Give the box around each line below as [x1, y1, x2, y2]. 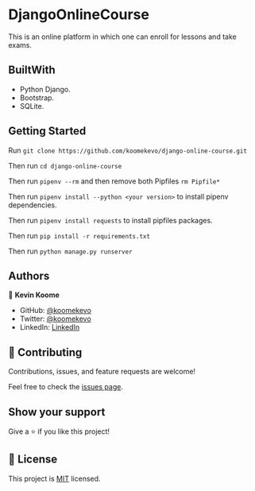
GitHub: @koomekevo [19, 306, 91, 315]
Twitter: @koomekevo [19, 314, 91, 323]
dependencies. [8, 200, 57, 210]
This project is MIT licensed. [8, 474, 101, 483]
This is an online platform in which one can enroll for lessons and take [8, 32, 237, 41]
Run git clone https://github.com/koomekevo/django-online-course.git [8, 145, 248, 155]
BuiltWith [8, 64, 56, 77]
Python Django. [19, 84, 71, 94]
